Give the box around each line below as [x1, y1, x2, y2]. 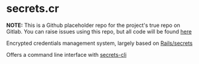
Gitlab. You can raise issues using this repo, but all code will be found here [6, 28, 192, 35]
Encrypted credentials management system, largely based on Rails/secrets [6, 39, 193, 47]
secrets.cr [6, 2, 59, 16]
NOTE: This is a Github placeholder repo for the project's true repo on [6, 22, 180, 29]
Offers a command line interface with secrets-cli [6, 51, 127, 58]
